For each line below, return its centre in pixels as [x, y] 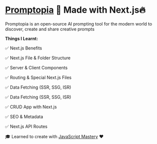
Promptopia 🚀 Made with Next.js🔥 [76, 10]
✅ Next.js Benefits [24, 48]
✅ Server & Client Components [36, 68]
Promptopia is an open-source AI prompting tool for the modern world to [79, 24]
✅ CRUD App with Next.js [31, 107]
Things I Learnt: [22, 38]
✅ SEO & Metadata [24, 117]
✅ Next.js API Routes [26, 126]
